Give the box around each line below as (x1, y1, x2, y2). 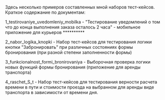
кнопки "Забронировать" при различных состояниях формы (5, 44, 133, 50)
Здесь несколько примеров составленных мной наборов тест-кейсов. (5, 4, 155, 10)
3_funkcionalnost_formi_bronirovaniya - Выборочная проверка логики (5, 59, 151, 65)
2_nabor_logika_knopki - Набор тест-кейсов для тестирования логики (5, 39, 152, 45)
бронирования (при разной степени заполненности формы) (5, 49, 132, 55)
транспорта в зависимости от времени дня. (5, 90, 98, 95)
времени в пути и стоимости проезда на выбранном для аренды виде (5, 84, 155, 90)
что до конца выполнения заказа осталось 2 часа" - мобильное (5, 24, 141, 30)
